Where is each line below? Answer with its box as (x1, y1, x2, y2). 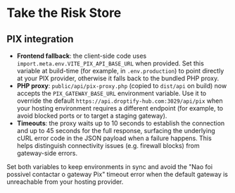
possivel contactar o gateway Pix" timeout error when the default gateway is (6, 170, 228, 178)
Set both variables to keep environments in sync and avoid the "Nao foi (6, 163, 212, 170)
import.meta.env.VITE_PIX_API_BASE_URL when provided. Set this (16, 59, 205, 68)
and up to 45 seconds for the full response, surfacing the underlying (16, 127, 215, 135)
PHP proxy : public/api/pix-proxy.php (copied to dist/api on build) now (16, 82, 227, 89)
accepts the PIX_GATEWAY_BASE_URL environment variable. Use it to (16, 89, 207, 97)
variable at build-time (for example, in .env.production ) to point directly (16, 67, 224, 75)
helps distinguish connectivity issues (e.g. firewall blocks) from (16, 142, 200, 149)
